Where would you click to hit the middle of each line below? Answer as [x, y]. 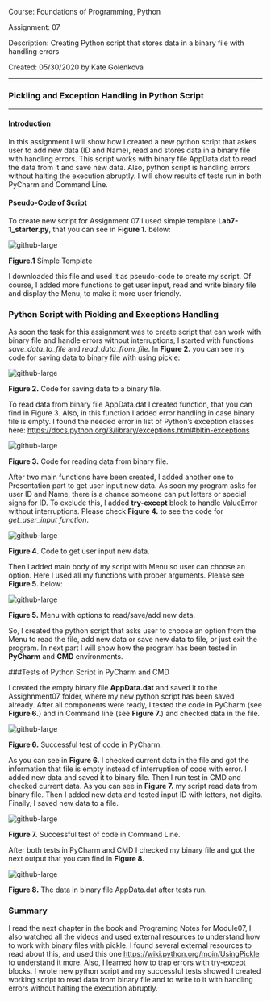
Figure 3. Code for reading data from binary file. [88, 461]
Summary [28, 911]
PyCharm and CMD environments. [66, 656]
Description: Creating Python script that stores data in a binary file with [126, 43]
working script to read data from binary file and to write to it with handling [131, 980]
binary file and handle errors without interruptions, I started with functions [131, 340]
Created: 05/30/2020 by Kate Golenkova [76, 67]
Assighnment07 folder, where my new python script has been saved [121, 696]
